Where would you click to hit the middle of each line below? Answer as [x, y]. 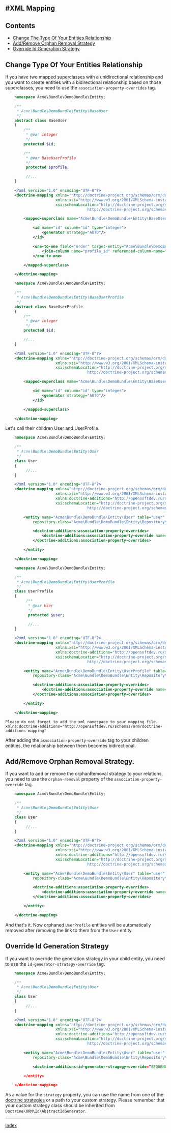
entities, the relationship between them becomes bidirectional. [70, 746]
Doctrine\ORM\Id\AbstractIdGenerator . [46, 1111]
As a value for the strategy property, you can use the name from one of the [84, 1095]
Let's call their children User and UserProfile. [52, 428]
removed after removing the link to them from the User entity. [69, 930]
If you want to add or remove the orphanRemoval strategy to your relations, [84, 774]
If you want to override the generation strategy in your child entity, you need [85, 959]
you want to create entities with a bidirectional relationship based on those [83, 82]
